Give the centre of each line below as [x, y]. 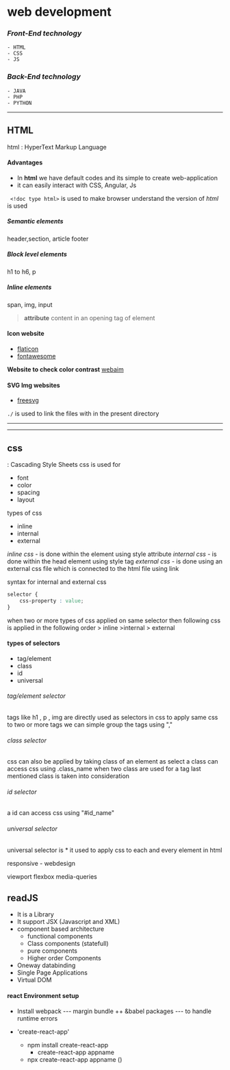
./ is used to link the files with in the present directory [83, 414]
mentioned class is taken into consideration [68, 776]
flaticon [28, 349]
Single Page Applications [52, 973]
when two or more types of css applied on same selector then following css [114, 620]
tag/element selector [37, 696]
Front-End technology [44, 34]
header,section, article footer [48, 239]
